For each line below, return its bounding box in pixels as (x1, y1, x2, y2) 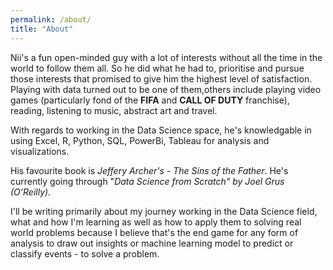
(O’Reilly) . (10, 186, 52, 198)
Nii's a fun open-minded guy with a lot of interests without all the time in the (10, 51, 323, 63)
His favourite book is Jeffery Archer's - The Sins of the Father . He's (10, 164, 289, 176)
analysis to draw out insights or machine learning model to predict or (10, 237, 294, 249)
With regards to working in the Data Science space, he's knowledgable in (10, 124, 312, 136)
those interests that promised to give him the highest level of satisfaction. (10, 72, 313, 85)
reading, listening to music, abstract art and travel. (10, 104, 218, 116)
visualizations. (10, 145, 70, 157)
